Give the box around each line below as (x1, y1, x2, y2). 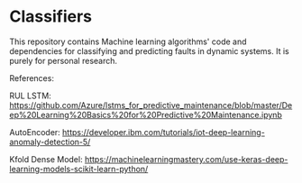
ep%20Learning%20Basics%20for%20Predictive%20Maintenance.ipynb (9, 109, 282, 120)
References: (9, 72, 54, 83)
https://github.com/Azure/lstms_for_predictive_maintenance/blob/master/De (9, 99, 293, 110)
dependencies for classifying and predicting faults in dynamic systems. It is (9, 45, 290, 56)
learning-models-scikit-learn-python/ (9, 163, 149, 174)
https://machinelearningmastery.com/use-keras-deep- (84, 153, 288, 164)
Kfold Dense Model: (9, 153, 83, 164)
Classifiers (9, 6, 93, 27)
